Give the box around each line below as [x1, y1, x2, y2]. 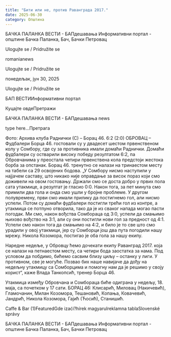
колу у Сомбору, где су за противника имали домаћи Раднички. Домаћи [5, 146, 164, 152]
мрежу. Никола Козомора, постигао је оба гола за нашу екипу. [5, 232, 143, 239]
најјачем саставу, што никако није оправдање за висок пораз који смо [5, 173, 160, 179]
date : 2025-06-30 [5, 12, 42, 17]
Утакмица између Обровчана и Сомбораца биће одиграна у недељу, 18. [5, 279, 163, 286]
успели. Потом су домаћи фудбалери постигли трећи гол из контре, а [5, 200, 158, 206]
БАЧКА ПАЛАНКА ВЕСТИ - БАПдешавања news [5, 115, 110, 121]
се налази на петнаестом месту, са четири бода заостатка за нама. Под [5, 248, 163, 254]
